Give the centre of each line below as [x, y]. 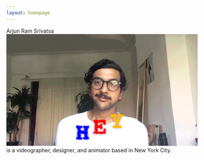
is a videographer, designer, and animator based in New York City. [89, 150]
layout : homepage [28, 13]
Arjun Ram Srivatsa [30, 31]
